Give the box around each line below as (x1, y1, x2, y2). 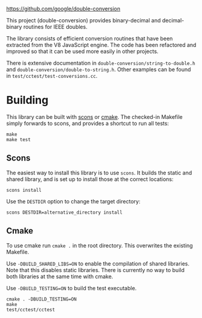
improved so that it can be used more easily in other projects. (6, 48, 159, 55)
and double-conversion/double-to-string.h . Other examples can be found (6, 66, 191, 73)
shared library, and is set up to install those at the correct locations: (6, 175, 174, 183)
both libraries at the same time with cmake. (6, 273, 113, 280)
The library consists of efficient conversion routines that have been (6, 35, 173, 42)
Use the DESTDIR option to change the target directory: (6, 197, 140, 205)
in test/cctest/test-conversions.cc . (6, 72, 98, 79)
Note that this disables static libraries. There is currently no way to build (6, 266, 185, 273)
